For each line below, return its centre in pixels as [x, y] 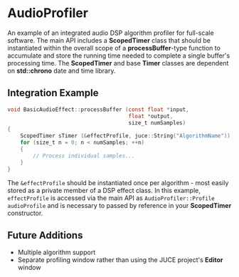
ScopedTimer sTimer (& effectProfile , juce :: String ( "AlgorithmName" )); [127, 136]
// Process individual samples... [84, 156]
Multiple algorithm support [57, 252]
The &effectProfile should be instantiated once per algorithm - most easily [118, 182]
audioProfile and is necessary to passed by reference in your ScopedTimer [119, 205]
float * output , [151, 116]
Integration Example [53, 93]
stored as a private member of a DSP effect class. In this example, [104, 190]
